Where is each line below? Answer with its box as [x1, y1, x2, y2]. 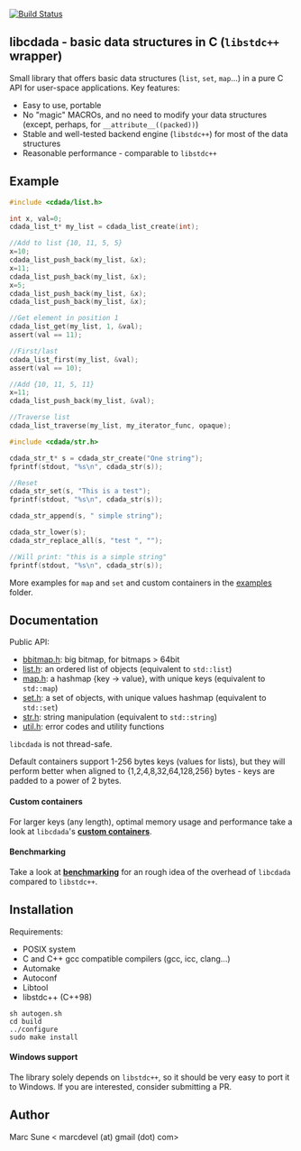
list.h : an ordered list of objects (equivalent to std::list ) [22, 664, 233, 675]
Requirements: [9, 925, 63, 937]
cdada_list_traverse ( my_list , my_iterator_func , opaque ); [9, 421, 232, 430]
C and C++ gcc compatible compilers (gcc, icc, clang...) [22, 953, 232, 964]
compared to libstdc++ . [9, 876, 98, 887]
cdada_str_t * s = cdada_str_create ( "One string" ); [9, 454, 204, 463]
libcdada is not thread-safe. [9, 739, 113, 750]
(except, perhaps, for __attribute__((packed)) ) [22, 118, 199, 130]
